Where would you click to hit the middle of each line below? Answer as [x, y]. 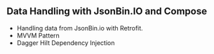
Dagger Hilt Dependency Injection [66, 43]
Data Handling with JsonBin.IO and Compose [107, 11]
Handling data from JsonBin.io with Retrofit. [80, 28]
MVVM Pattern [38, 35]
